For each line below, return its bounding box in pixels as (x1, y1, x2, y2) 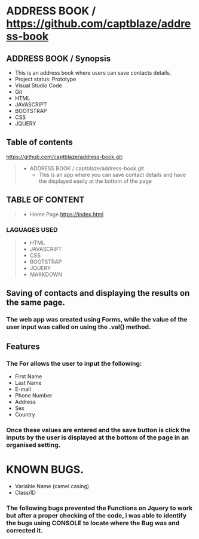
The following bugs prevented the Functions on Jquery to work (6, 504, 193, 512)
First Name (14, 372, 42, 380)
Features (6, 341, 40, 351)
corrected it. (6, 526, 43, 534)
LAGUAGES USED (6, 225, 58, 234)
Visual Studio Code (14, 82, 63, 89)
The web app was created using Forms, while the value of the (6, 316, 188, 324)
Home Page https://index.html (29, 210, 104, 218)
